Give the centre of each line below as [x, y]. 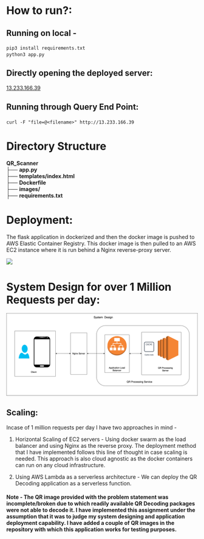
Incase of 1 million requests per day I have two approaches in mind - [92, 427]
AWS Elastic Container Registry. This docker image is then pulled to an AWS [101, 243]
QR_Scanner [22, 163]
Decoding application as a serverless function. [73, 483]
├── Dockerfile [26, 183]
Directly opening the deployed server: [80, 73]
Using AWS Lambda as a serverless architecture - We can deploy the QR [106, 477]
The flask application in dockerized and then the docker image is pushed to [100, 237]
